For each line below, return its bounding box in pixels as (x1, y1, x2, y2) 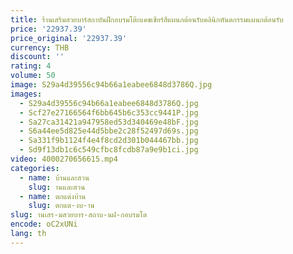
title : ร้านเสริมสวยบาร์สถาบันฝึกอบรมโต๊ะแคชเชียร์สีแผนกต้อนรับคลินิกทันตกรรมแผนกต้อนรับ (10, 14, 284, 25)
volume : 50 (10, 71, 56, 81)
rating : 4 (10, 61, 52, 71)
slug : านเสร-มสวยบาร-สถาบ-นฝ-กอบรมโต (10, 210, 148, 220)
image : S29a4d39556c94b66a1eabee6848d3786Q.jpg (10, 80, 213, 90)
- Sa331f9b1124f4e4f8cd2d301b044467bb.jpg (19, 136, 199, 146)
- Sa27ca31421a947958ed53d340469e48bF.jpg (19, 117, 199, 127)
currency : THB (10, 42, 70, 53)
